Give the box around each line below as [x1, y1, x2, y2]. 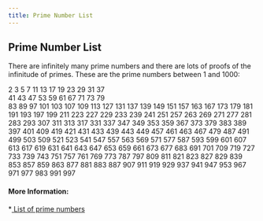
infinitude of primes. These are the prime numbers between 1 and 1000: [8, 70, 240, 79]
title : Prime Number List [8, 11, 93, 20]
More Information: [8, 186, 69, 197]
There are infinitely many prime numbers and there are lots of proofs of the [8, 61, 252, 71]
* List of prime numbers [8, 204, 85, 213]
